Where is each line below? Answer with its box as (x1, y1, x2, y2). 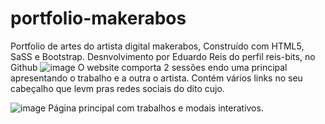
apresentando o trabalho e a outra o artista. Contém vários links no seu (10, 72, 303, 84)
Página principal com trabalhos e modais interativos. (48, 102, 264, 114)
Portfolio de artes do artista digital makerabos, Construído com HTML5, (10, 40, 305, 52)
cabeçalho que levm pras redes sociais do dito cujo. (10, 82, 225, 94)
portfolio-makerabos (10, 7, 187, 30)
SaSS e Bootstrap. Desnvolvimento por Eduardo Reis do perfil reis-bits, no (10, 50, 316, 62)
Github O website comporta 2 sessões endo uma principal (10, 61, 288, 73)
